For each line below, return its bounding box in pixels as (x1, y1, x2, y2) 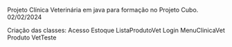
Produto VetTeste (7, 33, 57, 42)
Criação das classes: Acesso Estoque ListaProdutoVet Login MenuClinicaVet (7, 27, 225, 34)
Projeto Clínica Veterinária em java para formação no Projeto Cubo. (7, 6, 199, 14)
